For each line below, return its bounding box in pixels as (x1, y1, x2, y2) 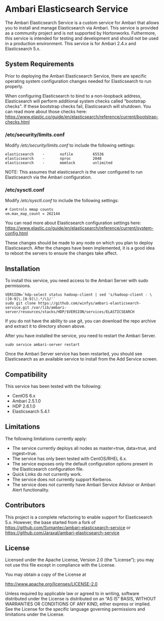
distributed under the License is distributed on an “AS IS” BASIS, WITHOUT (5, 596, 157, 602)
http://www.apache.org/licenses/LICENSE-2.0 (5, 581, 98, 587)
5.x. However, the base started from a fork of (5, 519, 96, 525)
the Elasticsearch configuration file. (12, 466, 84, 472)
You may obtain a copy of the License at (5, 571, 87, 577)
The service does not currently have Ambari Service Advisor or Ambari (12, 482, 156, 488)
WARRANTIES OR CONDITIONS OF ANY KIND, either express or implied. (5, 601, 151, 607)
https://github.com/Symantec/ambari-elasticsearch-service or (5, 524, 131, 530)
